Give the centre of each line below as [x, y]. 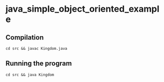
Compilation [25, 37]
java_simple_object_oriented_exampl [82, 9]
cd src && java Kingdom [30, 75]
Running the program [39, 64]
